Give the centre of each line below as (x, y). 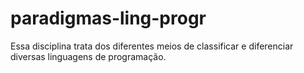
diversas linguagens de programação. (88, 56)
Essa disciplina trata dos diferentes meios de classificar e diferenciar (152, 46)
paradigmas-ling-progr (108, 18)
